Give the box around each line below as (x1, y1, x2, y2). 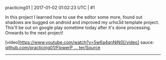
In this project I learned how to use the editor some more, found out (5, 14, 143, 20)
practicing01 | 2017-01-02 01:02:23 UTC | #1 (5, 5, 95, 10)
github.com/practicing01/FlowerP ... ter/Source (5, 45, 100, 50)
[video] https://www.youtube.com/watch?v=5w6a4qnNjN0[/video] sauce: (5, 39, 154, 45)
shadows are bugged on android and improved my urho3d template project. (5, 20, 160, 25)
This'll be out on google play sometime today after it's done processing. (5, 25, 152, 30)
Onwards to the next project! (5, 30, 63, 35)
